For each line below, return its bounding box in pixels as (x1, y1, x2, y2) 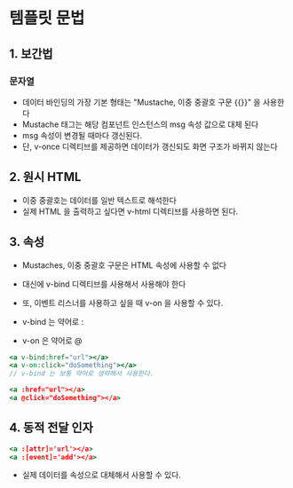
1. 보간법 (9, 46, 53, 61)
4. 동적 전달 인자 (9, 421, 93, 436)
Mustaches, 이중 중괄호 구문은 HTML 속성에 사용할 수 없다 (21, 259, 226, 271)
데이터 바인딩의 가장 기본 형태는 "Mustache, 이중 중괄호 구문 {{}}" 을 (21, 97, 261, 107)
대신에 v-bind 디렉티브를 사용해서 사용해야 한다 (21, 279, 186, 289)
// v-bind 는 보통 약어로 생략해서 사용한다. (9, 369, 154, 378)
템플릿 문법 (9, 8, 85, 28)
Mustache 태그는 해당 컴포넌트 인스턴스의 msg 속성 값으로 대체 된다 (21, 119, 259, 130)
